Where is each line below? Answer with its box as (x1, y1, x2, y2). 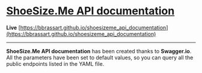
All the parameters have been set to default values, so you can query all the (6, 54, 194, 61)
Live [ (6, 24, 21, 31)
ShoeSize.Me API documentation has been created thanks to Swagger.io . (6, 47, 192, 54)
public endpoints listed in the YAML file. (6, 60, 105, 67)
